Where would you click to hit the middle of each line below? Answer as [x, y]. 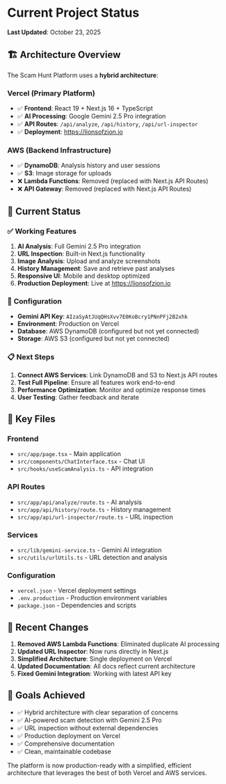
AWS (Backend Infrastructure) [59, 150]
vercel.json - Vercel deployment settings [77, 590]
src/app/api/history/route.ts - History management [94, 509]
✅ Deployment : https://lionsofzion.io [70, 132]
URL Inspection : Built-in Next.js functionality [81, 254]
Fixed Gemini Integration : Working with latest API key [94, 674]
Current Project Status [73, 13]
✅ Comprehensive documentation [66, 744]
